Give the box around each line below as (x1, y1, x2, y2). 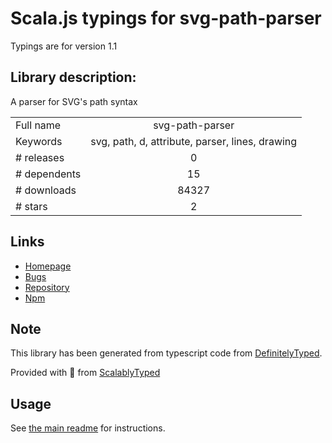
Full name (15, 118, 62, 132)
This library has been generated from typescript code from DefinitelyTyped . (10, 347, 323, 359)
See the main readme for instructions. (10, 422, 166, 434)
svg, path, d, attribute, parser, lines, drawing (90, 134, 298, 148)
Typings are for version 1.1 (10, 40, 118, 52)
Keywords (15, 134, 63, 148)
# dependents (15, 167, 82, 181)
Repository (24, 281, 70, 293)
